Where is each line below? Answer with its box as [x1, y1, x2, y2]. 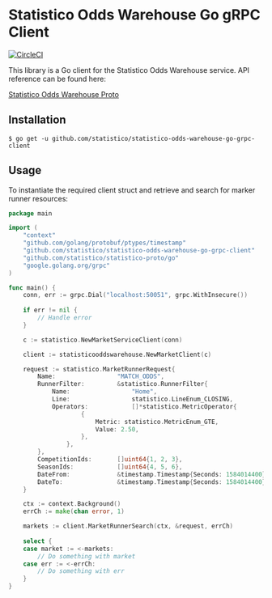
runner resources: [8, 193, 69, 203]
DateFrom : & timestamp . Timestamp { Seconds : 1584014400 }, [37, 470, 270, 478]
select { [23, 537, 53, 545]
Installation [8, 113, 66, 127]
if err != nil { [23, 306, 79, 315]
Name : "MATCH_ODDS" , [37, 372, 164, 381]
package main [8, 209, 53, 218]
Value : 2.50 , [95, 425, 139, 434]
